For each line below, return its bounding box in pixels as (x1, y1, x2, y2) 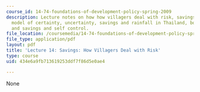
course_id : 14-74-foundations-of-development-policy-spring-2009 (6, 8, 171, 15)
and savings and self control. (11, 25, 89, 31)
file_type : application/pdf (6, 36, 76, 42)
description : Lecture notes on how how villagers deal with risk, (6, 14, 174, 20)
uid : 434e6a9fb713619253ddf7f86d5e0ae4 (6, 58, 105, 64)
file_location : (6, 31, 44, 37)
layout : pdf (6, 42, 36, 48)
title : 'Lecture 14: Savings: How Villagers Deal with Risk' (6, 47, 161, 53)
